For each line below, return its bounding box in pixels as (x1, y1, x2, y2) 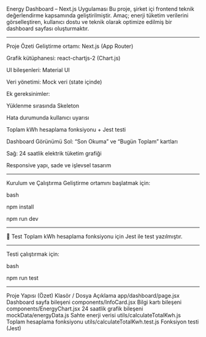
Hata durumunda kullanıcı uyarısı (6, 114, 90, 121)
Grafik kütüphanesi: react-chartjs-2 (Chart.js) (6, 55, 121, 61)
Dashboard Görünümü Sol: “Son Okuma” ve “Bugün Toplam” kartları (6, 138, 178, 145)
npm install (6, 203, 34, 210)
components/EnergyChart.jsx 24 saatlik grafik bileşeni (6, 305, 143, 312)
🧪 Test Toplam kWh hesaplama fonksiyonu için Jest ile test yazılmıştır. (6, 233, 183, 240)
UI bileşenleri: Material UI (6, 66, 71, 73)
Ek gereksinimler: (6, 90, 50, 97)
